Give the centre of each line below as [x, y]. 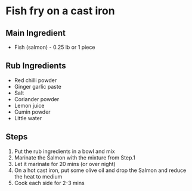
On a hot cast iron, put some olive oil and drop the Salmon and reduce [100, 170]
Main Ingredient [36, 33]
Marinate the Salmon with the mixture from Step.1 [75, 157]
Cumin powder [32, 112]
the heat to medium [38, 176]
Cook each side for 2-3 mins [49, 183]
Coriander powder [37, 99]
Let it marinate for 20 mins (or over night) [65, 164]
